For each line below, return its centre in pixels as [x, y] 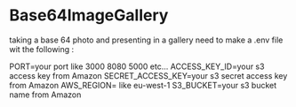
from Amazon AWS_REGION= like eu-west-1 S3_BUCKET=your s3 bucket [143, 85]
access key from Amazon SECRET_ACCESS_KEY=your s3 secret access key [148, 75]
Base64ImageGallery [89, 15]
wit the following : [42, 49]
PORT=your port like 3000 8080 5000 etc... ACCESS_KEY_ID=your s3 [137, 66]
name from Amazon [45, 95]
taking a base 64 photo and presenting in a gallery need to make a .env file [146, 40]
